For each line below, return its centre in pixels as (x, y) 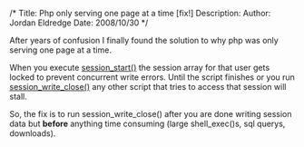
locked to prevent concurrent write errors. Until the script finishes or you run (152, 77)
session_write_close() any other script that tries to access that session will (148, 87)
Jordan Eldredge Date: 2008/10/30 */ (79, 23)
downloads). (33, 133)
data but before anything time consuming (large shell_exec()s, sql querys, (147, 123)
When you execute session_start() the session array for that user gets (140, 68)
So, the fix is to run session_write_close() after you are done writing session (151, 114)
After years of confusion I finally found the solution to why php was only (144, 40)
